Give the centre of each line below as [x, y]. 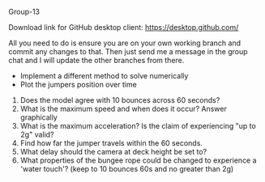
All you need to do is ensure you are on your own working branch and [125, 43]
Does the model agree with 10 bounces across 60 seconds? [120, 100]
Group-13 [24, 12]
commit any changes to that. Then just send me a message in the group [128, 51]
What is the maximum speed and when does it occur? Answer [123, 109]
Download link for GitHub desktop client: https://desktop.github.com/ [124, 27]
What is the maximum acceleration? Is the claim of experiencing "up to [138, 126]
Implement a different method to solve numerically [104, 76]
